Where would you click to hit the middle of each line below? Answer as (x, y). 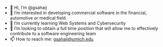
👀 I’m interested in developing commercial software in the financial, (78, 13)
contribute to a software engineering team (53, 34)
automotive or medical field (38, 18)
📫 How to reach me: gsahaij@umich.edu (52, 39)
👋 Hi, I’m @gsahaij (28, 8)
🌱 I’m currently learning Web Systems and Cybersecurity (68, 23)
